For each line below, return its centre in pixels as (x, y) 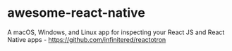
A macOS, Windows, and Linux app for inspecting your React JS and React (116, 32)
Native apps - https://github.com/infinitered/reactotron (87, 39)
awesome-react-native (77, 13)
